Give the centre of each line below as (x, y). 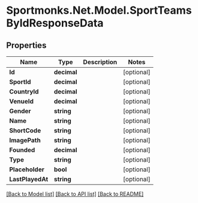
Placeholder (27, 169)
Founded (22, 150)
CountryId (24, 92)
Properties (26, 45)
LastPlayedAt (29, 179)
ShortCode (25, 131)
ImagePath (25, 140)
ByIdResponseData (55, 23)
